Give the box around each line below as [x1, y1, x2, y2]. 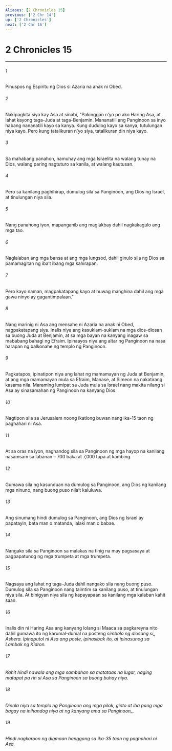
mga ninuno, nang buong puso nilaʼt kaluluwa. [5, 487, 102, 493]
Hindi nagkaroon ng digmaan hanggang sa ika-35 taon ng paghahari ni [5, 736, 157, 742]
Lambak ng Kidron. [5, 641, 46, 648]
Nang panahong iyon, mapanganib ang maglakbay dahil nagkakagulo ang [5, 222, 160, 228]
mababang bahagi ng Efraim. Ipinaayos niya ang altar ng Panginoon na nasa [5, 337, 166, 344]
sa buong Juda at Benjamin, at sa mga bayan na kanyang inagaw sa [5, 332, 148, 338]
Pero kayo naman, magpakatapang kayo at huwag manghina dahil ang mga [5, 288, 164, 294]
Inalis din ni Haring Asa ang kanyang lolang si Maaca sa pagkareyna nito [5, 625, 158, 631]
